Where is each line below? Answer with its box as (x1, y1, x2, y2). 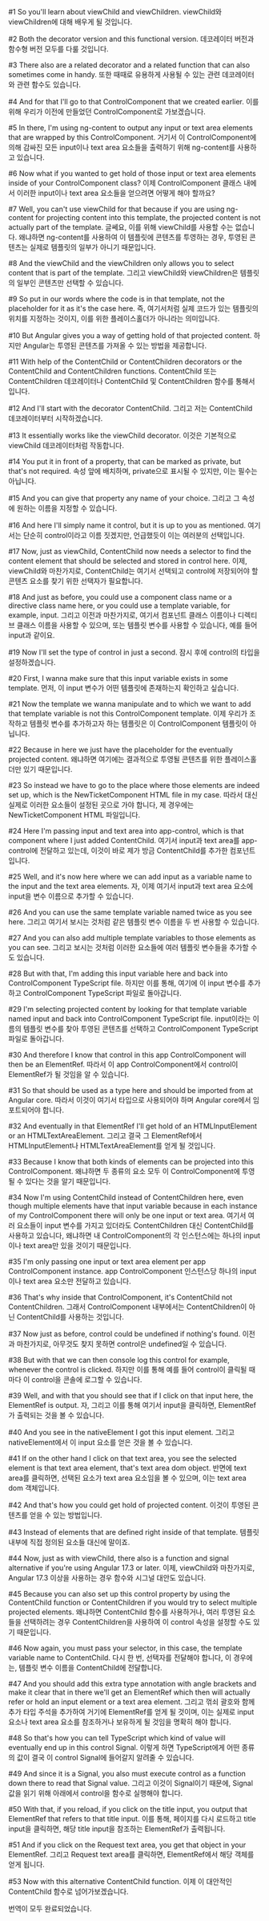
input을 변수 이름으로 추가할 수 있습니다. (8, 891, 134, 901)
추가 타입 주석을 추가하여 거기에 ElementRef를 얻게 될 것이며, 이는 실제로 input (8, 1707, 255, 1716)
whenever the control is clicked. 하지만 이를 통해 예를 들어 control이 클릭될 (8, 1364, 247, 1374)
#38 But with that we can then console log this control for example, (8, 1356, 230, 1364)
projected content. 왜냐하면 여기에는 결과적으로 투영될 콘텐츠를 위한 (8, 754, 223, 764)
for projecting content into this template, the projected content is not (35, 213, 261, 222)
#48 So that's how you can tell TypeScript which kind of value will (8, 1733, 226, 1743)
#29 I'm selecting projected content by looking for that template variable (8, 1005, 247, 1014)
